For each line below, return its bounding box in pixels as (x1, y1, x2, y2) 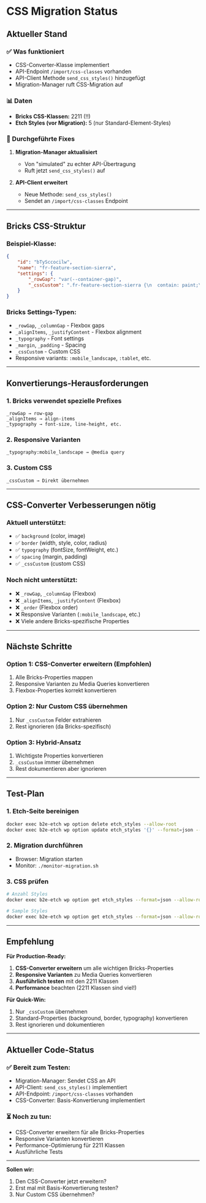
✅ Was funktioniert (6, 47, 64, 56)
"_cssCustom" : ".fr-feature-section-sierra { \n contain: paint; (28, 282, 199, 288)
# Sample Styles (6, 908, 48, 914)
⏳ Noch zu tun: (6, 1112, 52, 1121)
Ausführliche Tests (15, 1148, 63, 1156)
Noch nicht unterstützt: (6, 576, 78, 585)
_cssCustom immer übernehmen (15, 759, 94, 766)
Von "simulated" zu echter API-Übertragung (24, 160, 136, 168)
